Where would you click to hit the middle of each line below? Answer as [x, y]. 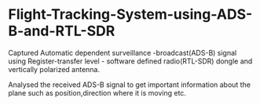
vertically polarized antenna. [54, 69]
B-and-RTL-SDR [62, 31]
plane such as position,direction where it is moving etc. [97, 92]
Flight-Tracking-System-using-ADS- [130, 14]
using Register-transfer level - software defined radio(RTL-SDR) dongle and [130, 61]
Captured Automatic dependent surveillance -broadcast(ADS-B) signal [123, 52]
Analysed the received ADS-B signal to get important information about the [130, 85]
